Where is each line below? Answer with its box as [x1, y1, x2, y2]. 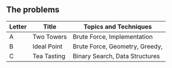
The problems [6, 5, 60, 15]
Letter [9, 22, 27, 30]
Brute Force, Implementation [73, 32, 153, 41]
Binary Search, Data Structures [73, 52, 161, 60]
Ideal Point [32, 42, 63, 50]
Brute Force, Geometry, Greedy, [73, 42, 163, 50]
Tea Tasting [32, 52, 66, 60]
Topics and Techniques [83, 22, 152, 30]
